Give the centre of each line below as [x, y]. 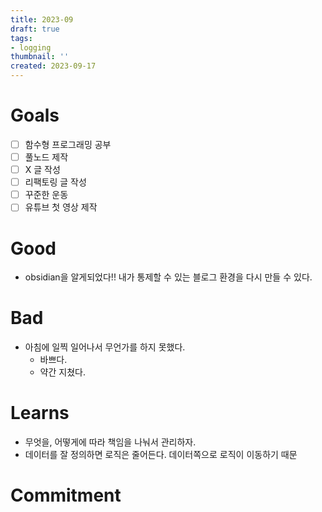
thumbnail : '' [40, 57]
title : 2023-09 [42, 19]
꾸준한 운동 [46, 195]
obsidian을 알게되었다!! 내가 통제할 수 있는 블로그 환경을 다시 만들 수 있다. [168, 277]
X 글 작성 [42, 170]
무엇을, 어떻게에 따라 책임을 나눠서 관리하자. [110, 442]
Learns [40, 413]
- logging [31, 47]
